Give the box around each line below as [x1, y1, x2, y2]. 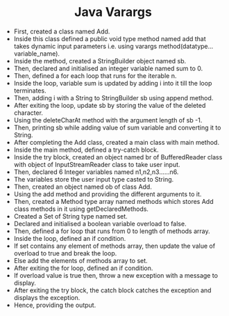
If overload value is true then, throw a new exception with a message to [13, 271, 219, 279]
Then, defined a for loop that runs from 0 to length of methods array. [13, 227, 210, 235]
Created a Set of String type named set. [13, 212, 128, 220]
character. [13, 109, 44, 117]
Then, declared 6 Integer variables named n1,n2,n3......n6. [13, 168, 179, 176]
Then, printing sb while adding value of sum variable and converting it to [13, 123, 221, 132]
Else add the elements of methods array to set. [13, 256, 148, 264]
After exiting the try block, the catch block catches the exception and [13, 286, 212, 294]
